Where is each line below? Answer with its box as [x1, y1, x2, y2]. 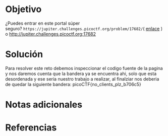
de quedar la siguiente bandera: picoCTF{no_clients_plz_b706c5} [5, 81, 141, 87]
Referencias [5, 122, 57, 133]
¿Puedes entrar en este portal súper [5, 20, 80, 26]
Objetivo [5, 4, 42, 15]
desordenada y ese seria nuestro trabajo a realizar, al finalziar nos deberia [5, 76, 159, 82]
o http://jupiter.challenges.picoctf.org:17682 [5, 31, 96, 37]
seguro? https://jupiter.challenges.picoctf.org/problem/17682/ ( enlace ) [5, 25, 163, 31]
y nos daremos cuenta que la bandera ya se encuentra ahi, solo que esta [5, 71, 157, 77]
